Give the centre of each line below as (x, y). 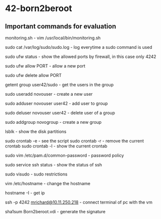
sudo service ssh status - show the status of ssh (54, 165)
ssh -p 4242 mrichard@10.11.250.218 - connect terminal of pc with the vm (79, 202)
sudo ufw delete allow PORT (33, 75)
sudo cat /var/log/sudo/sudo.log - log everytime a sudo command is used (79, 47)
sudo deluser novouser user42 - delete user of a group (60, 113)
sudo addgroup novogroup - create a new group (53, 122)
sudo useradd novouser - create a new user (49, 94)
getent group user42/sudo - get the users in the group (59, 85)
